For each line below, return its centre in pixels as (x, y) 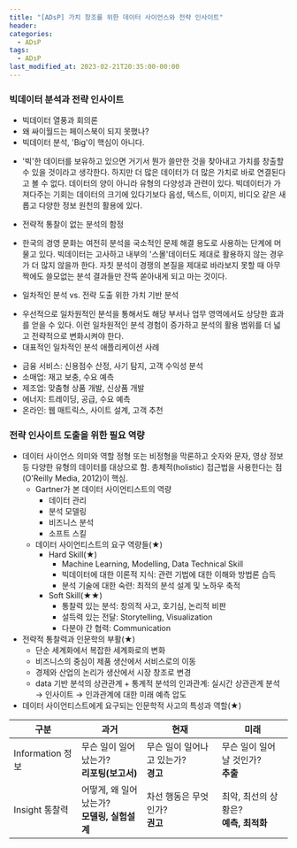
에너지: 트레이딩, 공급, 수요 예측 (76, 399)
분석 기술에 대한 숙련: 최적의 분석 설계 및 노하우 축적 (151, 586)
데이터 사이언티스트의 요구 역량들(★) (99, 544)
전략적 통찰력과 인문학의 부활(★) (78, 639)
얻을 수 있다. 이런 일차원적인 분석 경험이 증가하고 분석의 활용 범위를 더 (152, 325)
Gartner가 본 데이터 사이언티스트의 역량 (103, 490)
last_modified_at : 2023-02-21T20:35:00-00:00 (94, 67)
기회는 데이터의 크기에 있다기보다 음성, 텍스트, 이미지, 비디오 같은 (164, 195)
